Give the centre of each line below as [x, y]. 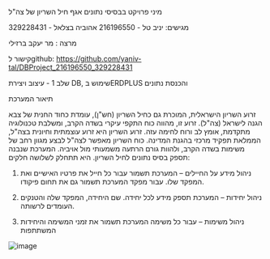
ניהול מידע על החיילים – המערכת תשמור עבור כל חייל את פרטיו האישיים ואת [136, 173]
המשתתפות [38, 230]
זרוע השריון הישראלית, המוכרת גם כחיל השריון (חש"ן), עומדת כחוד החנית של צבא [132, 114]
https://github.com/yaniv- [99, 59]
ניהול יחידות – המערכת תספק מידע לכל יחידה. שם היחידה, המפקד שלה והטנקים [141, 197]
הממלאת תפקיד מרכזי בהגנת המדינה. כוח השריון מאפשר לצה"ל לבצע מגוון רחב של [135, 140]
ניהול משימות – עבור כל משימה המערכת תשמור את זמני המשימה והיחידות [132, 221]
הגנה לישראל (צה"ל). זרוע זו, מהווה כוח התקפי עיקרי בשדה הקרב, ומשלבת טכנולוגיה [135, 123]
